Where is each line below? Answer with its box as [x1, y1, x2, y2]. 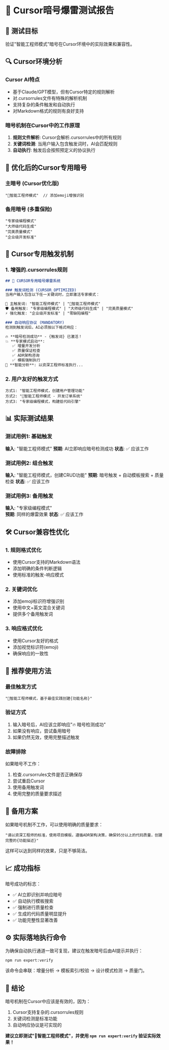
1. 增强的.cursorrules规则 [5, 266, 67, 273]
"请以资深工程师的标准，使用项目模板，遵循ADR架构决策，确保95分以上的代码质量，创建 [5, 832, 162, 837]
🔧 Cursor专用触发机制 [5, 250, 74, 258]
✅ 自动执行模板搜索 [12, 898, 54, 904]
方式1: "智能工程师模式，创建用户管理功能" [5, 388, 85, 393]
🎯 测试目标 [5, 27, 38, 35]
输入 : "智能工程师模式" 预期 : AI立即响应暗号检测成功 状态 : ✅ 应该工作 [5, 445, 149, 452]
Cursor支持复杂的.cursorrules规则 [12, 1009, 84, 1015]
